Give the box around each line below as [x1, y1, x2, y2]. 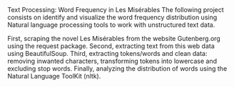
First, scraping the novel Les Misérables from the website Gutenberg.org [7, 35, 221, 43]
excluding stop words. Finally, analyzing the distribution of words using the [7, 64, 228, 73]
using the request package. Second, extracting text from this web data [7, 42, 215, 50]
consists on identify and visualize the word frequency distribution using [7, 13, 218, 22]
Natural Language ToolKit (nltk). [7, 72, 101, 81]
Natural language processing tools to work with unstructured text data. [7, 21, 215, 29]
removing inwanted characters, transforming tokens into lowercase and [7, 57, 218, 66]
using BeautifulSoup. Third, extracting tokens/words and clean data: [7, 50, 208, 58]
